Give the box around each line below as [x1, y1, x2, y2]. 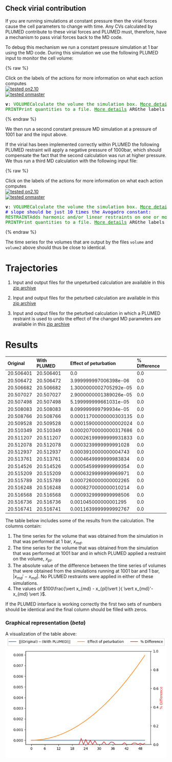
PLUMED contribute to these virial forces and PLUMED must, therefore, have [5, 28, 167, 35]
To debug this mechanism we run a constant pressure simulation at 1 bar [5, 44, 158, 50]
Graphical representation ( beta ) [5, 619, 86, 626]
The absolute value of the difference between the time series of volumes [12, 562, 166, 569]
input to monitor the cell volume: [5, 55, 74, 61]
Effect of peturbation [70, 360, 116, 366]
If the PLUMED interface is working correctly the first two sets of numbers [5, 601, 162, 607]
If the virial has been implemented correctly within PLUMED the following [5, 141, 160, 147]
